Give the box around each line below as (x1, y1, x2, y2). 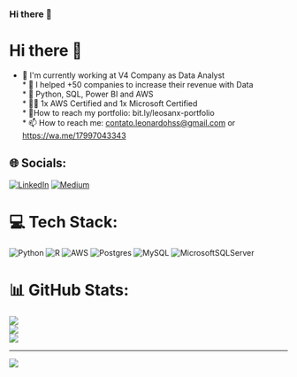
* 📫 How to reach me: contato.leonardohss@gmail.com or (21, 117, 236, 127)
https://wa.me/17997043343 (21, 130, 126, 141)
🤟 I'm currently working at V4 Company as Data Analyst (21, 70, 225, 81)
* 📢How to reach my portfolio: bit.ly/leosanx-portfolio (21, 107, 215, 118)
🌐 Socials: (9, 156, 67, 171)
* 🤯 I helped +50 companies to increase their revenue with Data (21, 79, 254, 89)
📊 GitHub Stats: (9, 280, 130, 300)
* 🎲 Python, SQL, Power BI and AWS (21, 88, 154, 99)
